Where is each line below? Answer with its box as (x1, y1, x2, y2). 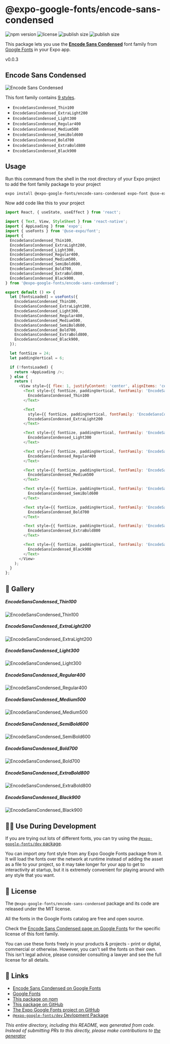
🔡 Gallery (5, 585, 35, 593)
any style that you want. (5, 872, 56, 878)
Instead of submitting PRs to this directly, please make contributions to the (5, 1027, 161, 1033)
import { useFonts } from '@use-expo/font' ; (5, 229, 101, 234)
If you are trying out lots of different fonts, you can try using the (5, 835, 138, 842)
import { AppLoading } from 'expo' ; (5, 224, 82, 229)
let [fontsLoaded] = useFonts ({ (10, 294, 78, 299)
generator (5, 1033, 26, 1039)
